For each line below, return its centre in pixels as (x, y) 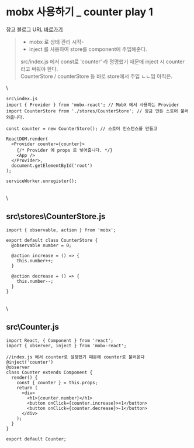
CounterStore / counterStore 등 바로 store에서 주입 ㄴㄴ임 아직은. (96, 76)
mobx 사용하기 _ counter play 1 (80, 12)
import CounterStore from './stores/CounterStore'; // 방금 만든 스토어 (92, 111)
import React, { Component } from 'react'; (60, 340)
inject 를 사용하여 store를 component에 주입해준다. (88, 49)
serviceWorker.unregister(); (41, 181)
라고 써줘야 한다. (39, 69)
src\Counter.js (33, 327)
